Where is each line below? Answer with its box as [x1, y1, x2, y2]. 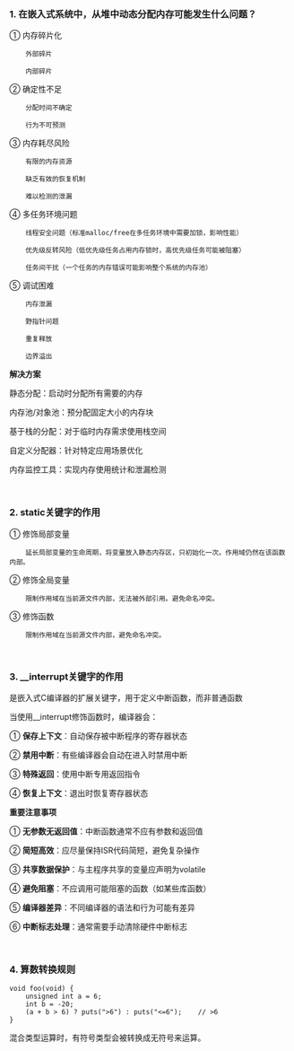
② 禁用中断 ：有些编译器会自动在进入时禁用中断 [9, 749, 188, 760]
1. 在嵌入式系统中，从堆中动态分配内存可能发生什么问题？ [9, 7, 257, 20]
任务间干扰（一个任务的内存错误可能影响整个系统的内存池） [25, 263, 212, 273]
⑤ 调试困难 [9, 280, 55, 291]
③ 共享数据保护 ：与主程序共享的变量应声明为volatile [9, 863, 206, 874]
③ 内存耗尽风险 [9, 137, 70, 149]
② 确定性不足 [9, 83, 63, 95]
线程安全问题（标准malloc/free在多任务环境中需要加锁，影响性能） [25, 229, 244, 238]
